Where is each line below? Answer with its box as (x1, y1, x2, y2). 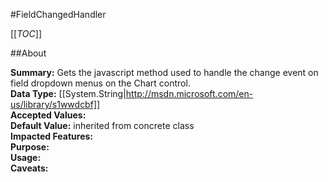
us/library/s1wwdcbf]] (10, 99, 101, 110)
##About (10, 47, 47, 59)
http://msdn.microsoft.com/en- (125, 88, 254, 99)
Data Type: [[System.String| (10, 88, 127, 99)
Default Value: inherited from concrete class (10, 120, 195, 131)
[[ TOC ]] (10, 28, 42, 39)
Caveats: (10, 162, 49, 174)
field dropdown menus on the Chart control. (10, 77, 191, 89)
